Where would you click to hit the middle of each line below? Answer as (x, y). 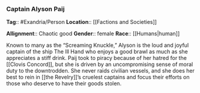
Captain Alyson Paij (36, 9)
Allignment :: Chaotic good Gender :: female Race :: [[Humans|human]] (93, 34)
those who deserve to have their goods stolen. (64, 83)
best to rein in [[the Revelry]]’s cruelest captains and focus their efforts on (98, 77)
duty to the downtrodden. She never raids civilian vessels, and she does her (100, 71)
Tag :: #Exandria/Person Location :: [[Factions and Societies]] (82, 22)
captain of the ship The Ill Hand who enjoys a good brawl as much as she (97, 52)
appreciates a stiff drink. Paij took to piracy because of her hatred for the (96, 58)
